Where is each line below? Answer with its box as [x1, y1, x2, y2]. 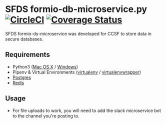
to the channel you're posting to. [12, 112, 80, 118]
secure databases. [5, 36, 43, 42]
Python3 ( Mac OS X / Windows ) [12, 63, 78, 69]
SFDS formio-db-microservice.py [5, 3, 147, 15]
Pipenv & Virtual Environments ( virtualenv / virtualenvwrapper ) [12, 69, 141, 75]
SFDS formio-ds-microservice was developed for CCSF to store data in [5, 30, 151, 36]
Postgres [12, 74, 31, 80]
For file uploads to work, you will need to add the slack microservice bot [12, 107, 161, 113]
